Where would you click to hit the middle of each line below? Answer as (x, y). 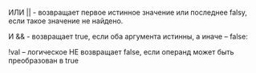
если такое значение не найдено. (66, 21)
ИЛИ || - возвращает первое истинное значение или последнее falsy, (128, 12)
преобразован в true (43, 61)
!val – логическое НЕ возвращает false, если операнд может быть (121, 52)
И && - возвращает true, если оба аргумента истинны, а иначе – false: (128, 36)
